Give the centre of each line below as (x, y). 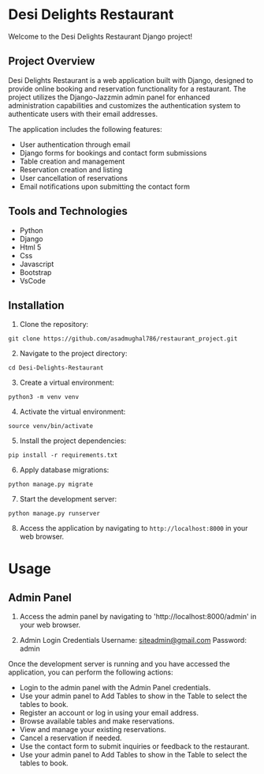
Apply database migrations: (64, 470)
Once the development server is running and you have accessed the (119, 664)
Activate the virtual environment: (73, 411)
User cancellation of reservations (74, 178)
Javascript (37, 264)
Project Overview (52, 61)
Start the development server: (68, 499)
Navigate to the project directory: (73, 354)
